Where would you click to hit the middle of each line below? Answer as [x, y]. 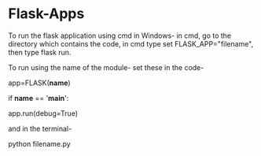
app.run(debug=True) [43, 113]
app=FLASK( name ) [39, 83]
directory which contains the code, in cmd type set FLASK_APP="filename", [131, 43]
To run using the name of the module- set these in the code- [106, 67]
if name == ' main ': [39, 98]
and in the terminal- [40, 128]
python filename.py [39, 143]
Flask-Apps [46, 14]
